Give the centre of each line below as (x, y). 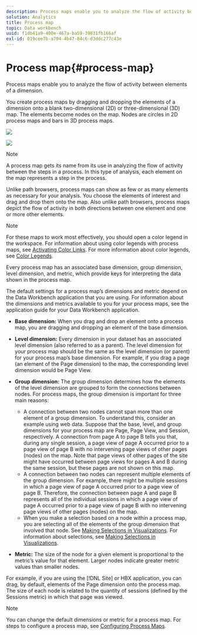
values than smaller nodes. (47, 567)
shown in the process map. (39, 279)
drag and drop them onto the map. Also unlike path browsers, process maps (98, 202)
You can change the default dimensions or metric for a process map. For (94, 619)
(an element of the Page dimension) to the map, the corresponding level (101, 364)
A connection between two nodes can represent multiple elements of (107, 474)
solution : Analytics (31, 17)
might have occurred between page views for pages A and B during (105, 462)
